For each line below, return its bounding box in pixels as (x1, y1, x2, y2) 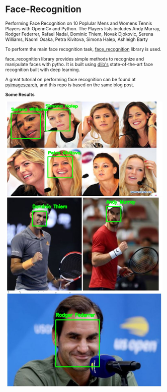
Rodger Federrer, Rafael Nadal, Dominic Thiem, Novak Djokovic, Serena (5, 31, 153, 37)
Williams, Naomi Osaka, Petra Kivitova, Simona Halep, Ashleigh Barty (5, 36, 148, 42)
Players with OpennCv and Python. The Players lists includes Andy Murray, (5, 25, 161, 31)
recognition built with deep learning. (5, 67, 80, 73)
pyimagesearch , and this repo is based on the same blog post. (5, 82, 134, 88)
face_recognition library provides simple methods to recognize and (5, 55, 144, 62)
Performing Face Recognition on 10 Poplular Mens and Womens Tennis (5, 20, 152, 26)
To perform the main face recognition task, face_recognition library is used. (5, 46, 162, 52)
